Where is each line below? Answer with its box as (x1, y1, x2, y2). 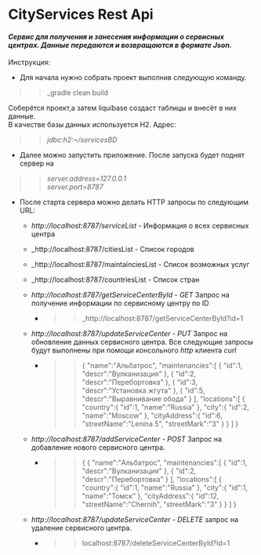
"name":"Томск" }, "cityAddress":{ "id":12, (82, 491, 219, 501)
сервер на (19, 159, 55, 168)
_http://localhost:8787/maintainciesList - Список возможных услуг (31, 260, 250, 269)
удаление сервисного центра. (31, 524, 132, 533)
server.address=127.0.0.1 (46, 174, 127, 184)
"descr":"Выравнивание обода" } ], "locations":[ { (82, 394, 245, 403)
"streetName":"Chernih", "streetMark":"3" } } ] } (82, 500, 237, 509)
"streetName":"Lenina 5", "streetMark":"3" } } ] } (82, 419, 239, 429)
